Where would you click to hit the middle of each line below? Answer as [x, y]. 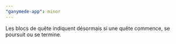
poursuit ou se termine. [34, 34]
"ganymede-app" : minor [33, 11]
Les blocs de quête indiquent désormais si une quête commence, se [88, 28]
